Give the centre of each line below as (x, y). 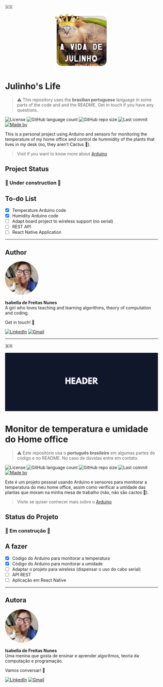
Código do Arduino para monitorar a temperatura (61, 558)
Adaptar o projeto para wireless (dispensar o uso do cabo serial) (76, 569)
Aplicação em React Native (39, 580)
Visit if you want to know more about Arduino (62, 154)
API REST (22, 574)
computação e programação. (34, 661)
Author (16, 252)
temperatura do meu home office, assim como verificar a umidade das (75, 487)
